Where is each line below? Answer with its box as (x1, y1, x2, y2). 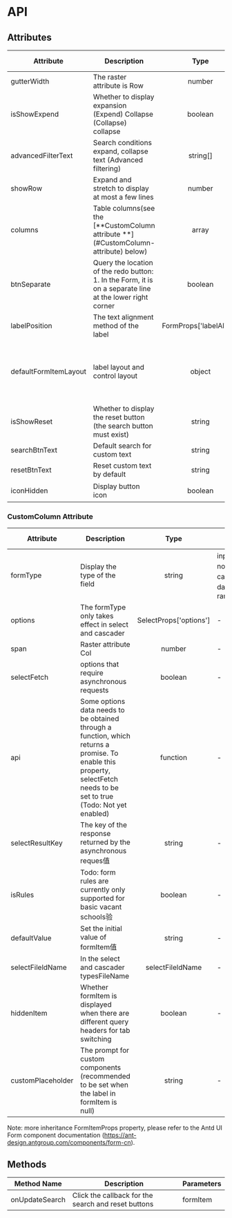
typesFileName (80, 971, 130, 981)
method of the (93, 321, 139, 330)
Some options (80, 696, 126, 706)
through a (80, 723, 112, 732)
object (190, 367, 211, 376)
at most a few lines (93, 192, 154, 202)
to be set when (80, 1080, 129, 1089)
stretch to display (93, 184, 150, 193)
